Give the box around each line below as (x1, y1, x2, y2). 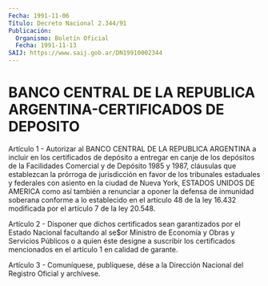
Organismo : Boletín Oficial (15, 34, 110, 42)
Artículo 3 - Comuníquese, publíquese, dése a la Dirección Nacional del (8, 260, 244, 269)
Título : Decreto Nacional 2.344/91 (8, 19, 127, 27)
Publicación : (8, 26, 52, 34)
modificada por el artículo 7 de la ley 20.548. (8, 203, 156, 213)
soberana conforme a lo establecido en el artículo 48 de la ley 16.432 (8, 195, 237, 204)
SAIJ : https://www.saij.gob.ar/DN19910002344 (8, 49, 162, 57)
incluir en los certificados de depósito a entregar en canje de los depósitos (8, 152, 255, 162)
